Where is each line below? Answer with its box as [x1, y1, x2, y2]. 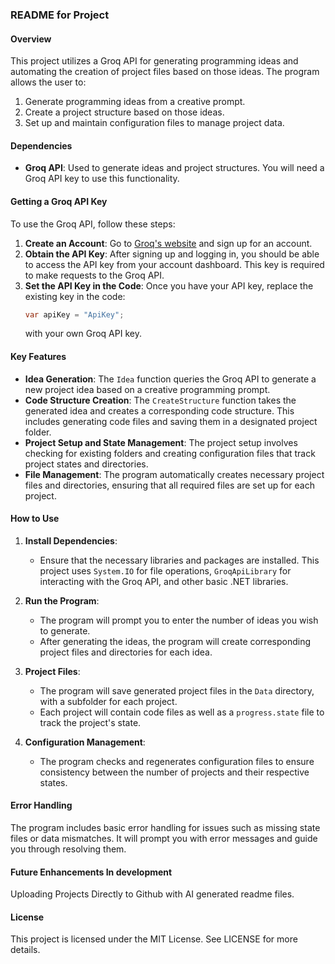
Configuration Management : [24, 736, 146, 748]
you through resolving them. [10, 843, 127, 855]
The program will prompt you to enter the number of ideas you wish [39, 614, 319, 626]
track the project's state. [39, 716, 142, 728]
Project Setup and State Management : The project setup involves [24, 436, 298, 448]
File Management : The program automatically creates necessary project [24, 468, 325, 480]
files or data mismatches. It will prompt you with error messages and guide [10, 833, 318, 845]
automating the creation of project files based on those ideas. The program [10, 66, 320, 78]
